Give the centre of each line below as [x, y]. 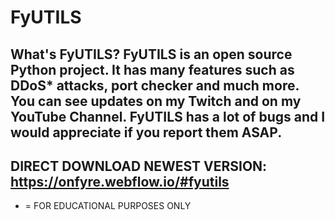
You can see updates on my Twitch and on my [156, 101]
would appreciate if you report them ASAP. [146, 132]
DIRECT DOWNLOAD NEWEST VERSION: [139, 166]
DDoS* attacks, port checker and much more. [155, 85]
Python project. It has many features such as [152, 69]
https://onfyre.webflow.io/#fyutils [120, 181]
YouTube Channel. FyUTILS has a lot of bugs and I [168, 116]
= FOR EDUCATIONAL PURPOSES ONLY [108, 206]
